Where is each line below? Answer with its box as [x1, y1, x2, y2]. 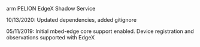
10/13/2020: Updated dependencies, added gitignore [6, 16, 137, 23]
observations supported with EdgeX [6, 34, 95, 41]
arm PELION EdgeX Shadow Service [6, 5, 96, 12]
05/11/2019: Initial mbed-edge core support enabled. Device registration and [6, 28, 194, 35]
